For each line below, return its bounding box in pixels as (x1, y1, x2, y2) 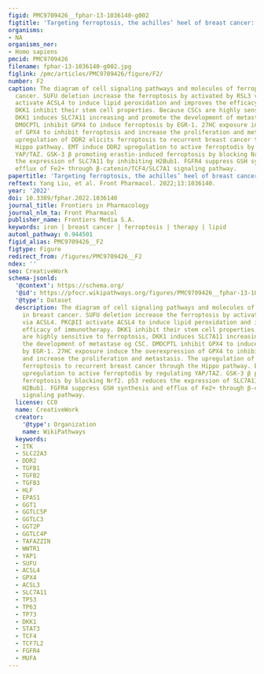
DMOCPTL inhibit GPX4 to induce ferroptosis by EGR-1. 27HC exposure (15, 121, 247, 129)
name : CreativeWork (15, 406, 79, 414)
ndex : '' (8, 260, 37, 268)
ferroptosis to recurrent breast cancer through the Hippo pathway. (22, 362, 251, 370)
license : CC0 (15, 398, 58, 407)
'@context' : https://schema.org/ (15, 282, 125, 290)
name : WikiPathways (22, 427, 86, 436)
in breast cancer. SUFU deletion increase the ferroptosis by (22, 311, 230, 319)
